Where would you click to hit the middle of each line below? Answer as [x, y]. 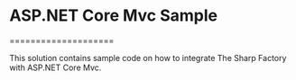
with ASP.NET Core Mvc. [55, 67]
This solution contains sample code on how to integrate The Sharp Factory [148, 58]
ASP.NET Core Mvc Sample [114, 16]
